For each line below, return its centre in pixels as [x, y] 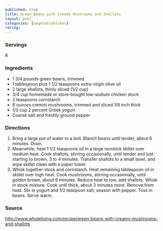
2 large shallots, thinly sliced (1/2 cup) [50, 89]
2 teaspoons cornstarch [36, 99]
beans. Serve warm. [32, 195]
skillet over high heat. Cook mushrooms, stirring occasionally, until [79, 175]
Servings [16, 45]
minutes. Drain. [27, 144]
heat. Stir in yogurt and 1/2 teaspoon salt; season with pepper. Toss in [82, 190]
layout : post [18, 19]
